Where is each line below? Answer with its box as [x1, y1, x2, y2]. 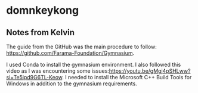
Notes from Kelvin [6, 27, 75, 38]
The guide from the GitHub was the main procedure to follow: [6, 43, 157, 50]
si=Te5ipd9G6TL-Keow [6, 74, 63, 80]
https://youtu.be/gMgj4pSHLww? [109, 67, 191, 75]
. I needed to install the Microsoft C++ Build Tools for [61, 74, 192, 80]
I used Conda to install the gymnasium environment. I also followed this [6, 61, 181, 68]
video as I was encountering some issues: [6, 67, 109, 75]
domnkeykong [6, 4, 79, 17]
